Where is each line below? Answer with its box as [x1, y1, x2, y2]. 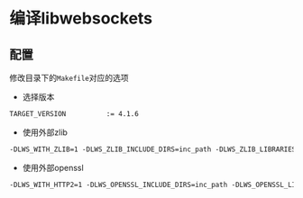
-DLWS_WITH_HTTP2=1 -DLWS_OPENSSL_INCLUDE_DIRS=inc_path [9, 180, 228, 189]
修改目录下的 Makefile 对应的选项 [9, 73, 129, 83]
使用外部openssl [22, 162, 84, 173]
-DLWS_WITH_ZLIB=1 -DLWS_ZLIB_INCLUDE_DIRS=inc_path [9, 145, 212, 154]
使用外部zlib [22, 127, 68, 138]
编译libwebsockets [9, 8, 153, 29]
